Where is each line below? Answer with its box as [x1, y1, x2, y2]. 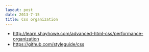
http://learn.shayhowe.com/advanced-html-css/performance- [12, 31, 144, 37]
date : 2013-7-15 [5, 12, 40, 17]
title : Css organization [5, 17, 58, 22]
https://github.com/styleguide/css [12, 41, 85, 47]
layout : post [5, 7, 33, 13]
